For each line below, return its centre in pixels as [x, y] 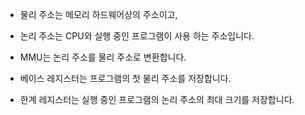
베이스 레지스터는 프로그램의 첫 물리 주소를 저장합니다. [125, 78]
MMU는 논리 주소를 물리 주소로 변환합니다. [103, 57]
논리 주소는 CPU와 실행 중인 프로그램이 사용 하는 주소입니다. [137, 36]
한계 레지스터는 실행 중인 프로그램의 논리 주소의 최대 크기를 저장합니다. [157, 99]
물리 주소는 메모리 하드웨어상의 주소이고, [98, 14]
